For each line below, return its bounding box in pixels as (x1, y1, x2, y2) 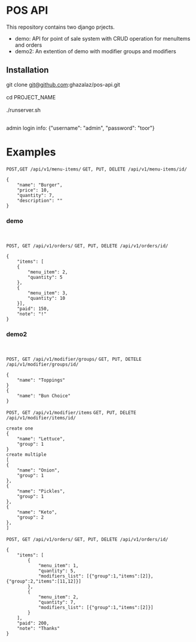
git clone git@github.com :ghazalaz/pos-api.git (6, 81, 121, 88)
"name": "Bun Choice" (17, 393, 71, 399)
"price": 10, (17, 187, 50, 193)
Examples (6, 145, 56, 159)
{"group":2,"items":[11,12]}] (6, 579, 82, 585)
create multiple (6, 452, 47, 458)
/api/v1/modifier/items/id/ (6, 415, 76, 421)
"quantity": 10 (27, 295, 66, 301)
